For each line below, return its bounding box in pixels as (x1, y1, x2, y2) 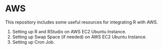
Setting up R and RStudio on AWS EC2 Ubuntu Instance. (12, 28, 126, 34)
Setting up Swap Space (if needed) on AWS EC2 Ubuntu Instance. (12, 34, 147, 40)
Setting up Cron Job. (12, 39, 55, 45)
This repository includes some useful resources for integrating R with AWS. (5, 19, 158, 25)
